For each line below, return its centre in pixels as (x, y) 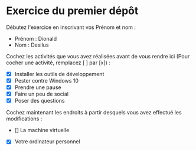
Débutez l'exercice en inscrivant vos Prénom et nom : (71, 27)
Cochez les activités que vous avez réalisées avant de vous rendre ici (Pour (98, 56)
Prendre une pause (38, 87)
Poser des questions (40, 101)
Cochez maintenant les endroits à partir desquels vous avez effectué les (94, 113)
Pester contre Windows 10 (46, 81)
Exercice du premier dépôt (72, 11)
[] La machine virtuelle (42, 130)
